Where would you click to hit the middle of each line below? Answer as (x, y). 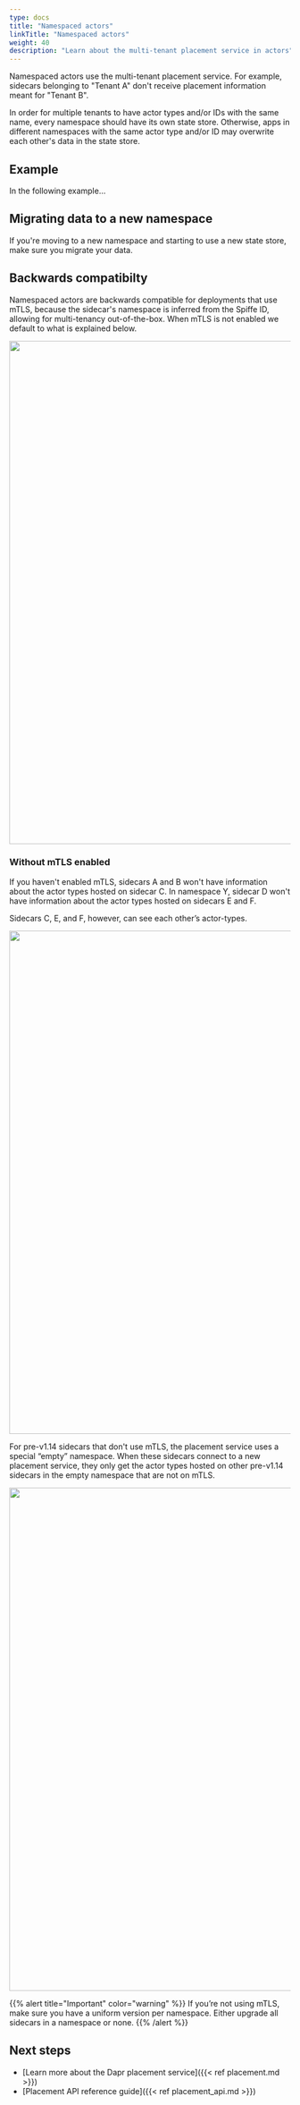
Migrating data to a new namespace (111, 219)
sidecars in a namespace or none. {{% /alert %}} (99, 2022)
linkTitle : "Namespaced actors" (69, 34)
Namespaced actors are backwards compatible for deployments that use (144, 300)
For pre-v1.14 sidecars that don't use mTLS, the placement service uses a (144, 1447)
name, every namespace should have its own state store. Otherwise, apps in (150, 123)
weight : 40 (29, 42)
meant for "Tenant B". (49, 96)
